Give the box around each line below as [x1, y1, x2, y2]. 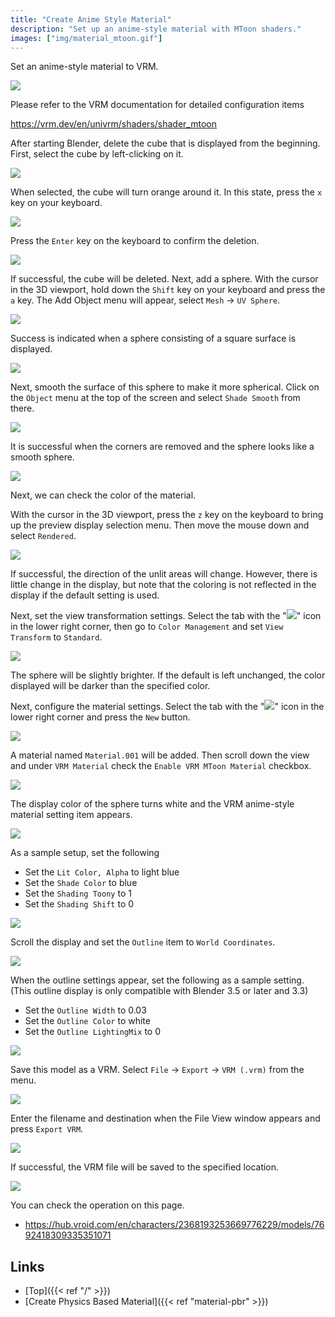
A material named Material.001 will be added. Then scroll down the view [10, 749, 310, 761]
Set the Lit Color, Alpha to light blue [24, 866, 180, 878]
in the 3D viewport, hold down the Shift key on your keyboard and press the [10, 284, 326, 296]
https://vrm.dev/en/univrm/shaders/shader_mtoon [10, 118, 217, 130]
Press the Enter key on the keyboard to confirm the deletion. [10, 235, 260, 247]
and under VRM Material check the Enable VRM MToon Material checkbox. [10, 760, 312, 772]
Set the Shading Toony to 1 [24, 887, 132, 900]
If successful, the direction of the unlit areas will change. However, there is [10, 568, 318, 580]
